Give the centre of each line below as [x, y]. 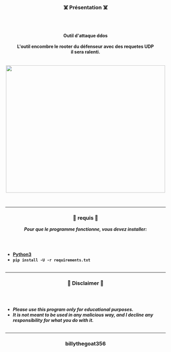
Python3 [22, 254]
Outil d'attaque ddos [85, 36]
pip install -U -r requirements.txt [51, 260]
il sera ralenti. [85, 52]
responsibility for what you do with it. [53, 320]
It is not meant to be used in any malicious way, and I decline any [83, 315]
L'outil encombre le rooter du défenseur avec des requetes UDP [85, 46]
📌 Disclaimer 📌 [85, 283]
